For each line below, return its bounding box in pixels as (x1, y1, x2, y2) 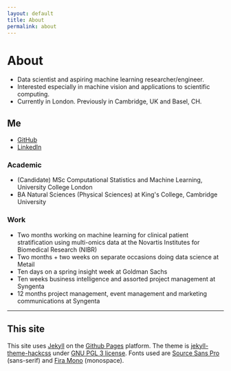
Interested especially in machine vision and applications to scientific (16, 83, 210, 91)
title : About (7, 17, 45, 23)
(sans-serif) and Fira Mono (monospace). (7, 356, 124, 364)
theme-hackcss (7, 349, 52, 357)
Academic (7, 160, 43, 170)
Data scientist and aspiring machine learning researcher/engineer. (16, 75, 204, 83)
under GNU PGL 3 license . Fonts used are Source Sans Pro (52, 349, 220, 357)
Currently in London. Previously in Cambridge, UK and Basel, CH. (16, 97, 202, 106)
